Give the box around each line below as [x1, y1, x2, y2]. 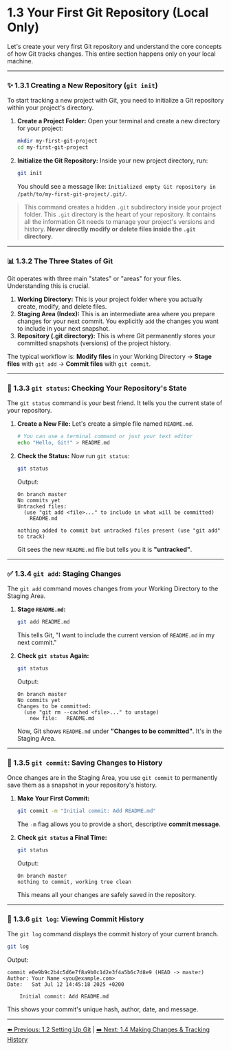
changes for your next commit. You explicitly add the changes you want [16, 317, 219, 325]
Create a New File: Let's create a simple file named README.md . [16, 420, 194, 428]
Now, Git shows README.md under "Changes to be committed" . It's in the [16, 727, 222, 735]
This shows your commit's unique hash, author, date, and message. [7, 1005, 199, 1013]
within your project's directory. [7, 103, 94, 112]
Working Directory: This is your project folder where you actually [16, 295, 203, 304]
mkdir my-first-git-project [16, 138, 98, 145]
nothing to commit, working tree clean [16, 878, 132, 886]
